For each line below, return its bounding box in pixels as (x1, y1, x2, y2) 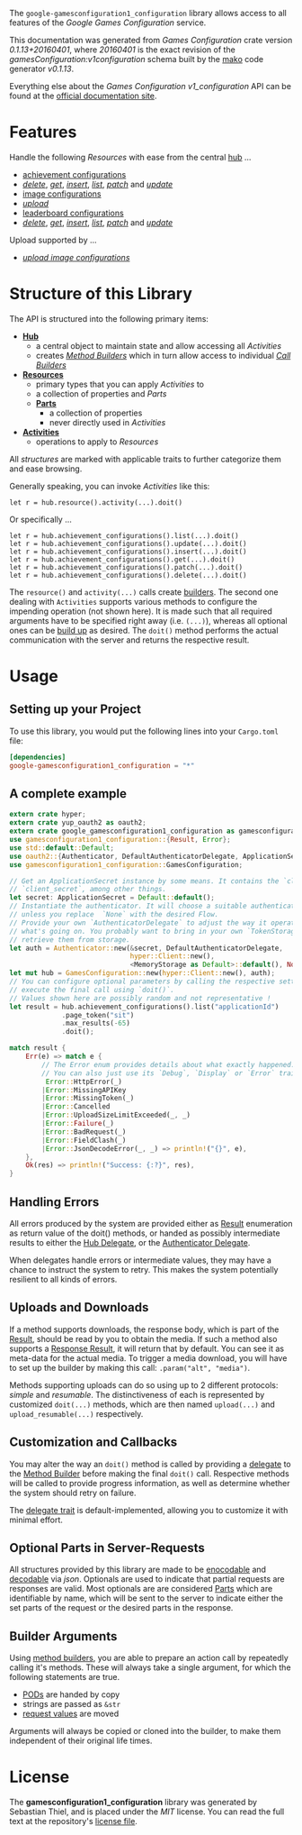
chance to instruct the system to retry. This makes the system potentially (9, 1264, 279, 1274)
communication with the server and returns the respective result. (9, 634, 250, 645)
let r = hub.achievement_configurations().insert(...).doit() (9, 547, 247, 556)
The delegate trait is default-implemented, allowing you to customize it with (9, 1504, 289, 1515)
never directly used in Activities (49, 416, 166, 427)
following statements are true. (9, 1672, 120, 1683)
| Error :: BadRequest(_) (41, 1127, 127, 1137)
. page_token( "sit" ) (61, 1010, 135, 1019)
